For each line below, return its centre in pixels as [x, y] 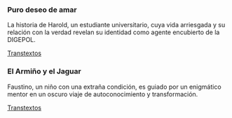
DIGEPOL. [22, 40]
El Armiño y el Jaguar [45, 71]
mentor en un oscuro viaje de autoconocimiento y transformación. [103, 94]
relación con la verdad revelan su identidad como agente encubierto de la [114, 32]
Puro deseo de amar [42, 10]
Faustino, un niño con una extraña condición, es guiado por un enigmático [115, 87]
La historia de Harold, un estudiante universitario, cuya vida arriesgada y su [116, 25]
